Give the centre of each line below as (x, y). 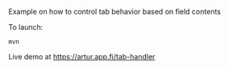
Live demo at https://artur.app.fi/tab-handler (82, 57)
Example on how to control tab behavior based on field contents (115, 12)
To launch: (26, 27)
